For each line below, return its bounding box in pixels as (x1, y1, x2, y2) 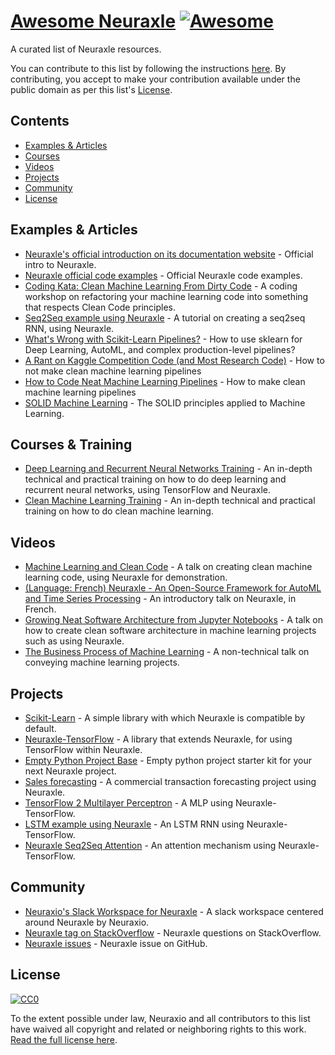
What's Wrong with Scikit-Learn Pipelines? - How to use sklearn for (24, 333, 303, 345)
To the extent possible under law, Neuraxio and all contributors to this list (10, 1012, 311, 1024)
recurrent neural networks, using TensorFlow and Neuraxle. (24, 484, 271, 496)
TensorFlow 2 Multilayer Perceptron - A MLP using (24, 797, 233, 809)
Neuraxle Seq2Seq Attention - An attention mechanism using (24, 840, 277, 851)
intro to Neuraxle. (24, 258, 97, 270)
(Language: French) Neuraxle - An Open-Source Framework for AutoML (24, 582, 322, 594)
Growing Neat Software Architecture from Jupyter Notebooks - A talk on (24, 614, 323, 626)
